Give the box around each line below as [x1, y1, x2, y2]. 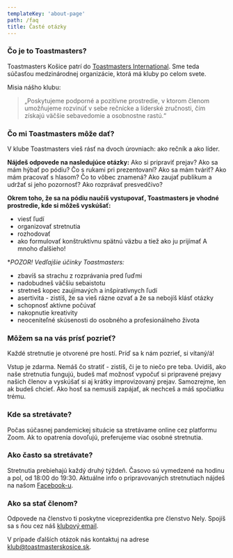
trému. [7, 392, 26, 401]
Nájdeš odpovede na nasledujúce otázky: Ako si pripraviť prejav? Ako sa [7, 158, 218, 166]
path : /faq [7, 17, 39, 24]
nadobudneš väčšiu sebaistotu [17, 278, 106, 287]
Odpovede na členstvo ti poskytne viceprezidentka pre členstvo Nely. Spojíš [7, 514, 226, 523]
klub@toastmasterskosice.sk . [7, 543, 92, 551]
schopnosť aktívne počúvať [17, 301, 96, 309]
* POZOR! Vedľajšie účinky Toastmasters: [7, 257, 125, 266]
